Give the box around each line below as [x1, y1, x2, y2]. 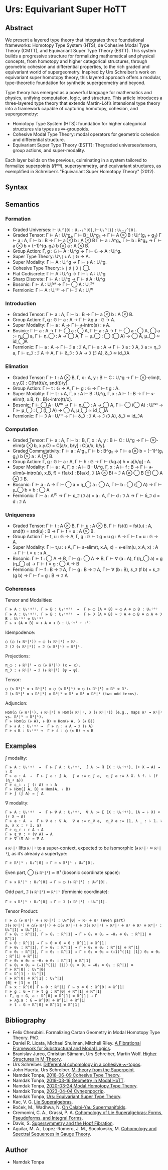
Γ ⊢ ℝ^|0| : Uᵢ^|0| [5, 967, 46, 972]
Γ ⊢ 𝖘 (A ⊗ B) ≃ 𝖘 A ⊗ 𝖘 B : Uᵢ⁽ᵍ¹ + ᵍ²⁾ [5, 620, 91, 625]
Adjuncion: [5, 700, 28, 706]
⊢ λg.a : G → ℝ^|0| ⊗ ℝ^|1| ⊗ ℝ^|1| [10, 998, 86, 1003]
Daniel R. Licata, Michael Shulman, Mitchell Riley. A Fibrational [12, 1040, 141, 1046]
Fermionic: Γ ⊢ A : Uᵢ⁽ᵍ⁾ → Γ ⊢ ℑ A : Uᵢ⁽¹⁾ [12, 287, 94, 293]
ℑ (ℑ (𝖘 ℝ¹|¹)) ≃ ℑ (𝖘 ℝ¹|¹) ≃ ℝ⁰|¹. [5, 644, 83, 649]
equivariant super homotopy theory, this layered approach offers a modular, [5, 75, 161, 80]
